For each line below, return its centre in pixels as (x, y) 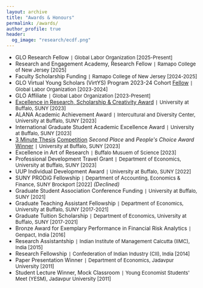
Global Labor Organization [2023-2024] (61, 89)
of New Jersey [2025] (41, 70)
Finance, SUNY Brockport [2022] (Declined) (67, 184)
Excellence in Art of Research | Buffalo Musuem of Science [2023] (95, 152)
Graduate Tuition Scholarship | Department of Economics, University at (101, 216)
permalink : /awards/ (33, 23)
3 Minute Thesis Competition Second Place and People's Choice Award (105, 139)
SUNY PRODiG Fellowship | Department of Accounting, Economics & (98, 178)
